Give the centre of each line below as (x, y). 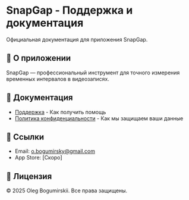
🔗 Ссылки (25, 137)
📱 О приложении (39, 58)
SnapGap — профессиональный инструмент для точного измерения (93, 73)
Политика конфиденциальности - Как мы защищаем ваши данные (99, 118)
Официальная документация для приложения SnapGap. (77, 39)
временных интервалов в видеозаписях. (58, 79)
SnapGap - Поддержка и (70, 10)
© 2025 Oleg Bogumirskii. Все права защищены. (67, 190)
